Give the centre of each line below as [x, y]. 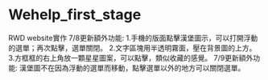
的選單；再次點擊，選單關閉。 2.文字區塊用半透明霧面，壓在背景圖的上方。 [132, 48]
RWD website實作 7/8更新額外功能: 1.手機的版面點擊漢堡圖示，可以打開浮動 [133, 38]
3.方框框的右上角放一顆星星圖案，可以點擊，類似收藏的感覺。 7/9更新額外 [131, 58]
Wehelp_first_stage [75, 15]
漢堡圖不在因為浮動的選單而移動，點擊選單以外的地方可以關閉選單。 [132, 68]
